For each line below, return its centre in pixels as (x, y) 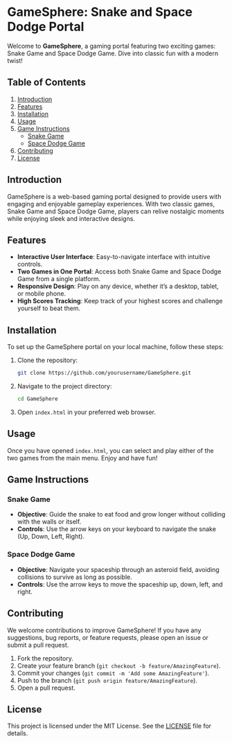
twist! (15, 60)
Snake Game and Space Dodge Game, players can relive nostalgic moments (116, 211)
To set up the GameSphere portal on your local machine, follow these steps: (115, 347)
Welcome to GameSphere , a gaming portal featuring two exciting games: (111, 46)
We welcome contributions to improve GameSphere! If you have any (104, 630)
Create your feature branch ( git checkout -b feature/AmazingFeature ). (119, 665)
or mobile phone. (42, 294)
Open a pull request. (46, 688)
